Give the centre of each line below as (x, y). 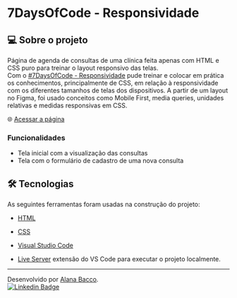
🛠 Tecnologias (41, 184)
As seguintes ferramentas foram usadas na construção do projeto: (104, 204)
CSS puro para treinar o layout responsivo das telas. (83, 68)
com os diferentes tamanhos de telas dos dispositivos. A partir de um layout (117, 90)
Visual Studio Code (45, 246)
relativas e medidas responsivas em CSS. (67, 105)
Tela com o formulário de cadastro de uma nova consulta (101, 161)
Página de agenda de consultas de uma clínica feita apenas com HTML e (114, 60)
